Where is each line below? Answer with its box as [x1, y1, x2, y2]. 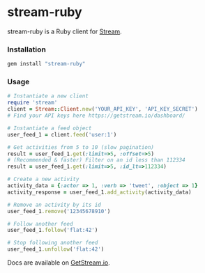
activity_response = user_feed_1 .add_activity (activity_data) [7, 189, 192, 196]
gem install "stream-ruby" [7, 61, 86, 68]
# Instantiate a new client [7, 93, 89, 100]
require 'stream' [7, 99, 58, 107]
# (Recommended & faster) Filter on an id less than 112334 [7, 157, 186, 164]
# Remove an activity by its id [7, 201, 101, 208]
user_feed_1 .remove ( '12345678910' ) [7, 208, 111, 214]
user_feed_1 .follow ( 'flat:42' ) [7, 227, 98, 234]
